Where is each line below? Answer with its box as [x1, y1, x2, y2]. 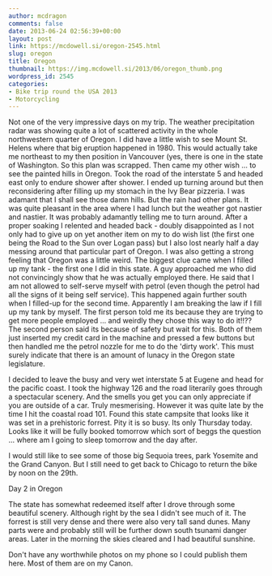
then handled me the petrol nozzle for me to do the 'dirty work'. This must [8, 342, 254, 352]
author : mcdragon [8, 11, 67, 20]
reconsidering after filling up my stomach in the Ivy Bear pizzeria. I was [8, 186, 245, 196]
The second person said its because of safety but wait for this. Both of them [8, 324, 263, 334]
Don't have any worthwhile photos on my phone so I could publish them [8, 550, 248, 560]
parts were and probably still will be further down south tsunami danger [8, 526, 247, 535]
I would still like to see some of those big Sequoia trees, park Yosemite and [8, 451, 258, 461]
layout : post [8, 34, 53, 43]
